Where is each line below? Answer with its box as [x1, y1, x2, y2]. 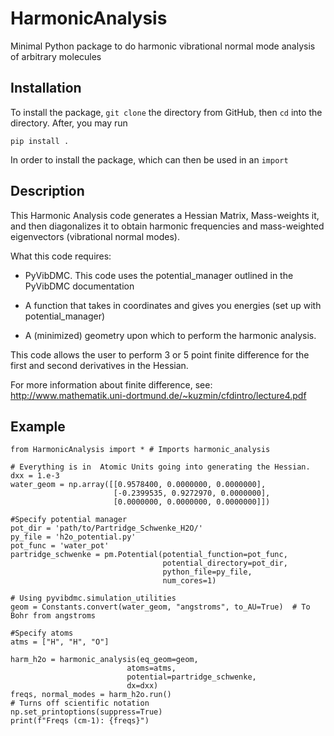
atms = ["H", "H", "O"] [10, 637, 110, 647]
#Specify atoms [10, 628, 74, 639]
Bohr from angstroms [10, 611, 97, 621]
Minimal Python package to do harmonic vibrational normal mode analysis [10, 40, 316, 52]
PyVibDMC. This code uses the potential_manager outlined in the [24, 269, 294, 281]
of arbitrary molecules [10, 50, 102, 62]
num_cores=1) [162, 576, 217, 586]
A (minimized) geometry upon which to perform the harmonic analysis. [24, 329, 317, 341]
